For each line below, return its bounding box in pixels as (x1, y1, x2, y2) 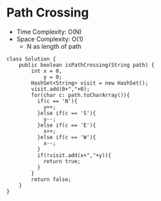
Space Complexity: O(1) (16, 34, 84, 43)
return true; (43, 158, 80, 165)
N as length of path (26, 42, 82, 50)
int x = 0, (31, 67, 63, 74)
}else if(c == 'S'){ (36, 109, 96, 116)
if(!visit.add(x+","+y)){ (36, 151, 111, 159)
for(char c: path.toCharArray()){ (31, 92, 130, 98)
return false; (31, 176, 72, 183)
